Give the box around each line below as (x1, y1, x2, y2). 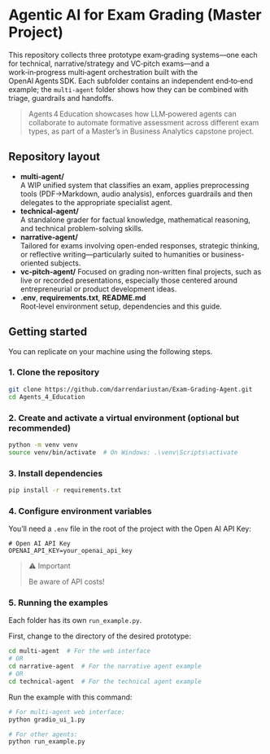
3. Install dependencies (8, 467, 103, 479)
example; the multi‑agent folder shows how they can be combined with (8, 84, 249, 94)
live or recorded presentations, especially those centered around (20, 275, 237, 285)
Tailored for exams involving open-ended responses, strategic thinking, (20, 240, 260, 250)
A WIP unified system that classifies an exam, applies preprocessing (20, 180, 250, 190)
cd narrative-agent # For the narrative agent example (8, 662, 202, 671)
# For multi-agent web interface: (8, 708, 126, 716)
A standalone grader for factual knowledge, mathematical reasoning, (20, 214, 250, 225)
